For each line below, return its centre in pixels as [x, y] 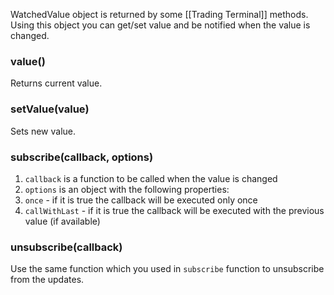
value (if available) [62, 221]
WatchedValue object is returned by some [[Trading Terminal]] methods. [159, 14]
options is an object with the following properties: [127, 189]
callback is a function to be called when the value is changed [151, 178]
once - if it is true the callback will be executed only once [141, 200]
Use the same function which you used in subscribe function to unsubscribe [167, 269]
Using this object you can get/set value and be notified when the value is [160, 25]
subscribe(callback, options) [82, 157]
